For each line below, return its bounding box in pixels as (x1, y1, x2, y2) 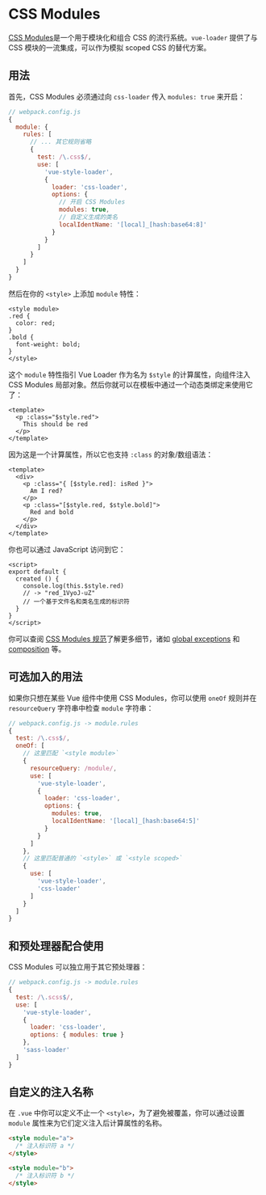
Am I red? (29, 487, 63, 495)
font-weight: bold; (15, 340, 81, 348)
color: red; (15, 319, 56, 327)
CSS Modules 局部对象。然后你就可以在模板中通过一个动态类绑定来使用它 (8, 379, 253, 389)
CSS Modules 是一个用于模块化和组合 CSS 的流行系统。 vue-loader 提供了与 (8, 32, 258, 42)
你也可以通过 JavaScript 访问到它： (8, 544, 127, 554)
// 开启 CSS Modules (59, 198, 126, 206)
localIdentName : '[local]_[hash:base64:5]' (51, 817, 200, 826)
